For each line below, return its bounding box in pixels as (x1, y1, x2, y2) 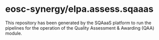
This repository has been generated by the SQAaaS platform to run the (5, 20, 152, 26)
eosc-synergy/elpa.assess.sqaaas (5, 3, 153, 15)
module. (5, 30, 23, 36)
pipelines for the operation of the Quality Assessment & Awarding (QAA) (5, 25, 154, 31)
